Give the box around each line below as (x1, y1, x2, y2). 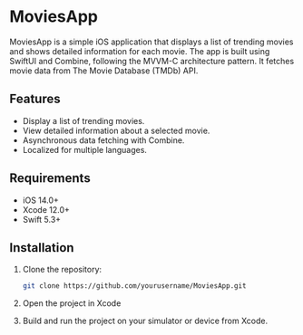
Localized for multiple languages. (22, 144, 148, 155)
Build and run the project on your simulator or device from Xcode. (22, 315, 269, 327)
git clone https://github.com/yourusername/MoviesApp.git (22, 282, 247, 291)
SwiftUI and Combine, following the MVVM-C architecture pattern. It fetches (9, 55, 295, 66)
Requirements (9, 170, 91, 187)
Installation (9, 240, 74, 255)
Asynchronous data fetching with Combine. (22, 134, 185, 146)
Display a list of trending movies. (22, 115, 145, 126)
